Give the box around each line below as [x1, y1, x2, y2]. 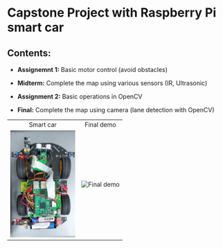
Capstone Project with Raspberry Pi [7, 5, 217, 21]
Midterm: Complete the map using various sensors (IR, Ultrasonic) [17, 79, 208, 87]
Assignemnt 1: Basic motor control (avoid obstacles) [17, 66, 168, 73]
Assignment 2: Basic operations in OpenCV [17, 92, 143, 100]
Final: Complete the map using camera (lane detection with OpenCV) [17, 106, 215, 114]
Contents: [7, 47, 51, 59]
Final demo [84, 120, 116, 129]
